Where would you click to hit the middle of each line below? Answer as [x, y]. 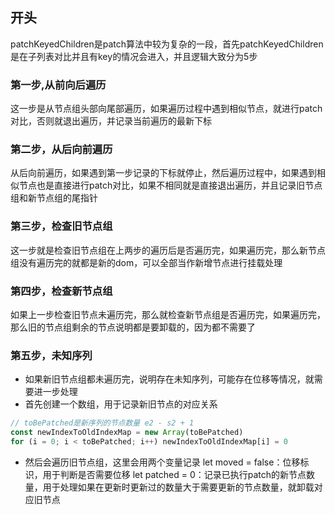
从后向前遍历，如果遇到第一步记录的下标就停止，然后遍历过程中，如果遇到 [163, 173]
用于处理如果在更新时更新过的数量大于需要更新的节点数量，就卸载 [178, 487]
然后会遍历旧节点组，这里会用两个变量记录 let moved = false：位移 [162, 462]
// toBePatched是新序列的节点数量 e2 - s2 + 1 [102, 423]
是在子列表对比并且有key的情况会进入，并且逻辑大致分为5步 [134, 56]
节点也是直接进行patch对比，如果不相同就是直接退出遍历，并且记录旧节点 [170, 185]
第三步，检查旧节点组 [61, 226]
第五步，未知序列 [51, 355]
